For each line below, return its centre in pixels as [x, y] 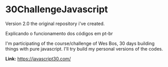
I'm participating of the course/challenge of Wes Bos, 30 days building [80, 43]
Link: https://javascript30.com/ [38, 59]
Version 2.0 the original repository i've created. [55, 24]
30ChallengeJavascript [57, 9]
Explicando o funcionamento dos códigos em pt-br [59, 33]
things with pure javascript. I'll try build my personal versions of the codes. [84, 49]
